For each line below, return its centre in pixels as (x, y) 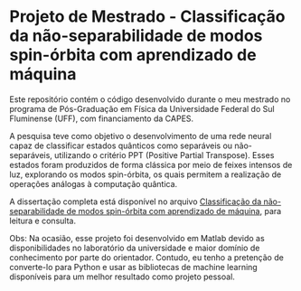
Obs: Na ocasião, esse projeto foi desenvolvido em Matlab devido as (137, 238)
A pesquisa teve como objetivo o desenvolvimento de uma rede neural (141, 136)
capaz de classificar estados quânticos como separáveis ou (121, 145)
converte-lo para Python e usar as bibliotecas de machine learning (133, 267)
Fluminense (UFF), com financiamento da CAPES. (102, 118)
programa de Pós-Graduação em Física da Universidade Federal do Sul (142, 108)
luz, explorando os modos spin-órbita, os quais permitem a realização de (146, 174)
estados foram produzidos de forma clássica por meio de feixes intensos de (151, 164)
